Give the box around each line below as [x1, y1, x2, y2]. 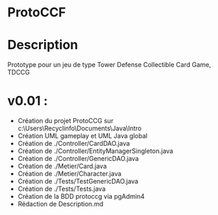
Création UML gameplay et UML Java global [17, 132, 148, 140]
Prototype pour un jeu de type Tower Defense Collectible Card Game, [7, 61, 212, 69]
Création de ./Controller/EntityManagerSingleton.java [17, 147, 173, 155]
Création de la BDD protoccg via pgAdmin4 [17, 192, 145, 201]
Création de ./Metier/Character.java [17, 169, 122, 178]
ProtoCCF [7, 4, 66, 21]
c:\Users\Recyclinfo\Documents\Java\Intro [17, 124, 142, 132]
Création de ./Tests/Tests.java [17, 184, 105, 193]
